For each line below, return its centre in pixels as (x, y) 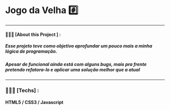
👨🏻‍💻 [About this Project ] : (33, 34)
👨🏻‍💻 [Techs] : (22, 90)
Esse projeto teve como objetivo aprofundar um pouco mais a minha (79, 46)
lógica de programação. (31, 51)
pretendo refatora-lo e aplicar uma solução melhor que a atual (73, 69)
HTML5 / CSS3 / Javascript (34, 102)
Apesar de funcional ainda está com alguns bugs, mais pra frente (76, 64)
